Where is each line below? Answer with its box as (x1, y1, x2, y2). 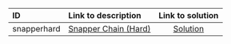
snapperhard (12, 24, 62, 34)
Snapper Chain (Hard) (68, 24, 151, 34)
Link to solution (158, 10, 219, 20)
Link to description (68, 10, 141, 20)
